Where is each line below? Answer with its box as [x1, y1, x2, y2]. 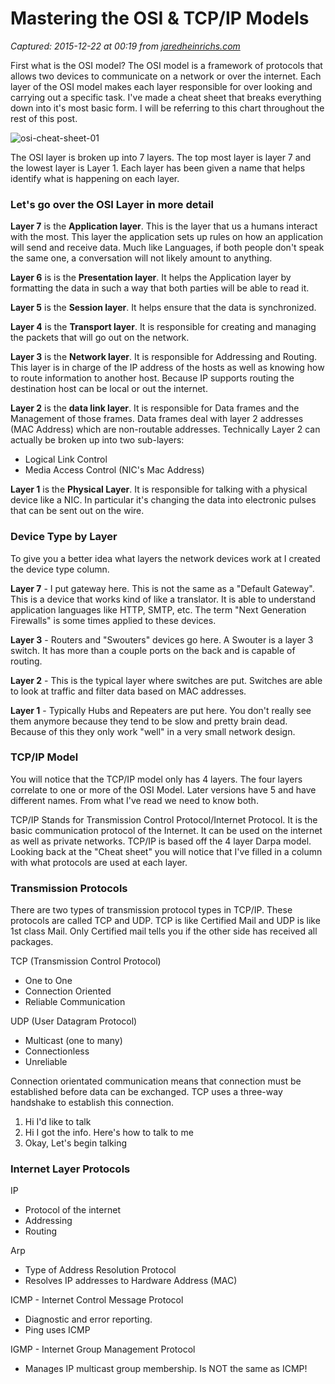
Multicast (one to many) [24, 1035, 123, 1047]
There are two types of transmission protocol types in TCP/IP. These [10, 904, 293, 916]
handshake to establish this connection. [10, 1097, 175, 1109]
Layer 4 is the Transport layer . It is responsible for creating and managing [10, 321, 317, 333]
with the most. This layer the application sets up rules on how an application [10, 231, 324, 243]
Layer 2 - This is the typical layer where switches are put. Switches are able [10, 674, 323, 686]
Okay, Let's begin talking [24, 1137, 127, 1149]
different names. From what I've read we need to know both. [10, 794, 259, 806]
